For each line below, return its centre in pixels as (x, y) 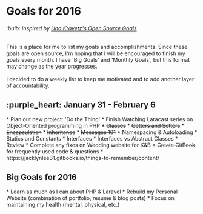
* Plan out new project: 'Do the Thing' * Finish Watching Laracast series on (100, 119)
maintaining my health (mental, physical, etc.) (63, 205)
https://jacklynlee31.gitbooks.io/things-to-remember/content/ (83, 158)
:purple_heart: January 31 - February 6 (81, 105)
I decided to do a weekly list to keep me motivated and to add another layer (100, 79)
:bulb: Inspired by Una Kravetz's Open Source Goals (72, 28)
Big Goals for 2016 (42, 177)
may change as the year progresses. (52, 66)
